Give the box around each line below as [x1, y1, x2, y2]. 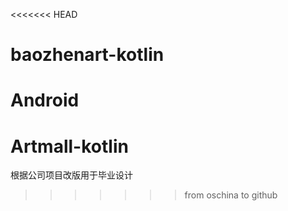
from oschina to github [184, 189, 278, 201]
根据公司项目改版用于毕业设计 [10, 169, 133, 181]
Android [10, 89, 80, 112]
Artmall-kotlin [10, 135, 129, 158]
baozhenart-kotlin [10, 44, 165, 66]
